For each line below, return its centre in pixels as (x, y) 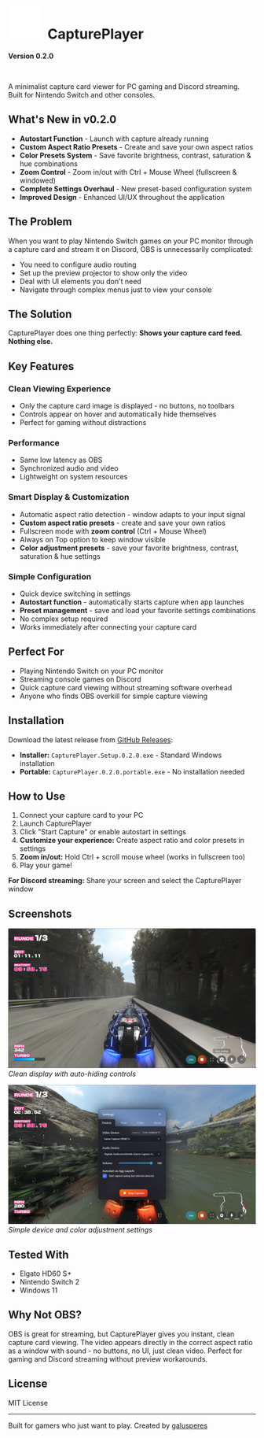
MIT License (28, 1403)
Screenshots (40, 913)
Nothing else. (31, 342)
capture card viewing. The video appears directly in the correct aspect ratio (130, 1342)
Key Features (41, 366)
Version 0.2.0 (31, 56)
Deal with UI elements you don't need (80, 281)
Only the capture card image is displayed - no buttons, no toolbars (127, 406)
